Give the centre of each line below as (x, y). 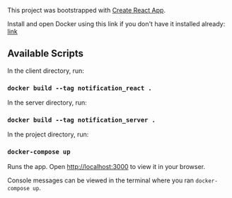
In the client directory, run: (46, 71)
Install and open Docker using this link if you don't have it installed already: (116, 24)
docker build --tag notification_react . (80, 88)
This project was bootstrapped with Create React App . (87, 10)
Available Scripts (45, 53)
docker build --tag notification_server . (81, 120)
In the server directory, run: (47, 103)
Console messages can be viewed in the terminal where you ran (101, 180)
